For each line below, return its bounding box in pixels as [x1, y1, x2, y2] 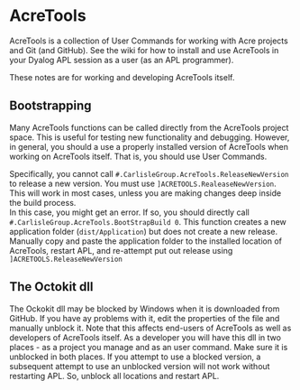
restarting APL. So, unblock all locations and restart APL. [9, 370, 220, 381]
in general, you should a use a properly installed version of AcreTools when [9, 141, 288, 152]
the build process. [9, 197, 77, 208]
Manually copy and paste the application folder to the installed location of [9, 236, 282, 246]
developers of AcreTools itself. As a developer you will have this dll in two [9, 331, 282, 343]
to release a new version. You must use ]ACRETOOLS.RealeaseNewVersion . [9, 178, 277, 189]
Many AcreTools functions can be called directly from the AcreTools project [9, 122, 289, 133]
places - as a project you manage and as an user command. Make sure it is [9, 341, 288, 352]
